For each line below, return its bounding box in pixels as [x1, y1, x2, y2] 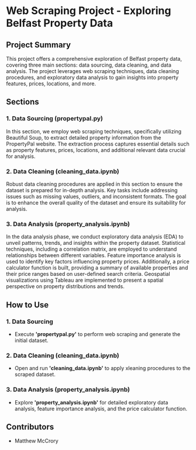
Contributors [6, 422, 54, 432]
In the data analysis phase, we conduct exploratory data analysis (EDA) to [6, 233, 184, 240]
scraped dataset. [14, 371, 56, 378]
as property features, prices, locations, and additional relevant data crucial [6, 146, 185, 153]
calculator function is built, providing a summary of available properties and [6, 264, 188, 271]
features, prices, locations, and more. [6, 80, 97, 87]
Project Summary [6, 40, 71, 50]
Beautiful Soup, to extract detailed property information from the [6, 134, 161, 141]
